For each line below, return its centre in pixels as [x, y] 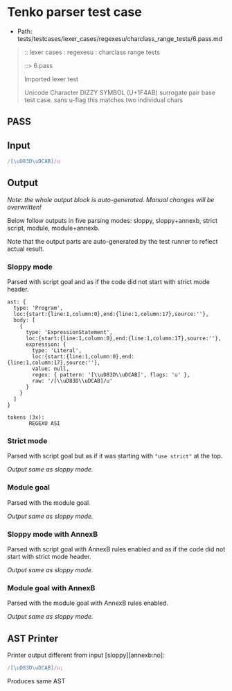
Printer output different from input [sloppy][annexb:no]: [86, 655]
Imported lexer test [51, 79]
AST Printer [33, 639]
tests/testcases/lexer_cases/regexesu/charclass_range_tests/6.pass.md [120, 38]
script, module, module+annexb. [54, 228]
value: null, [51, 369]
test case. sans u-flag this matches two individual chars [104, 100]
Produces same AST [36, 681]
